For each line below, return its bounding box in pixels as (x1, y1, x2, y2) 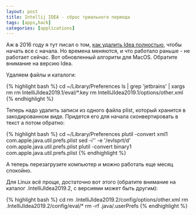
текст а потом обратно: (6, 119, 65, 127)
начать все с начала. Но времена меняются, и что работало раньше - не (6, 48, 190, 55)
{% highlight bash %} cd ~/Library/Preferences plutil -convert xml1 (6, 131, 168, 138)
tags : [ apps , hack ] (6, 19, 51, 25)
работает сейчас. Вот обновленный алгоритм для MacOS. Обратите (6, 54, 178, 61)
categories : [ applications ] (6, 25, 75, 31)
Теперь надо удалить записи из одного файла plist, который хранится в (6, 107, 186, 114)
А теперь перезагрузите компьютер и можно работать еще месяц (6, 161, 174, 168)
